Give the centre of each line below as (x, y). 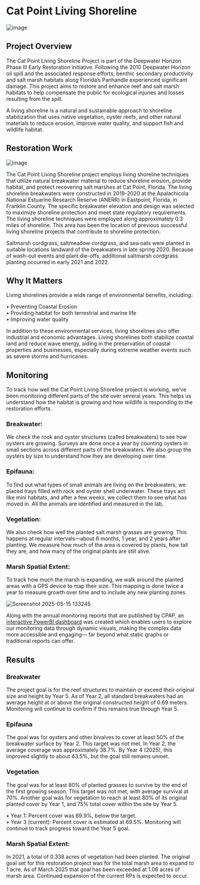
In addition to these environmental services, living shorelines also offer (93, 331)
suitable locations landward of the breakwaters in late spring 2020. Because (100, 249)
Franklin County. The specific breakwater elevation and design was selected (100, 206)
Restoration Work (39, 148)
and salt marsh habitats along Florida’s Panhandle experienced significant (97, 79)
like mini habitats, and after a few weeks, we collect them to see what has (96, 497)
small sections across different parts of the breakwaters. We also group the (99, 450)
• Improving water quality (37, 319)
